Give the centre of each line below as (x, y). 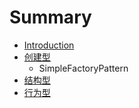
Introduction (49, 45)
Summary (50, 17)
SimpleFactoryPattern (83, 68)
